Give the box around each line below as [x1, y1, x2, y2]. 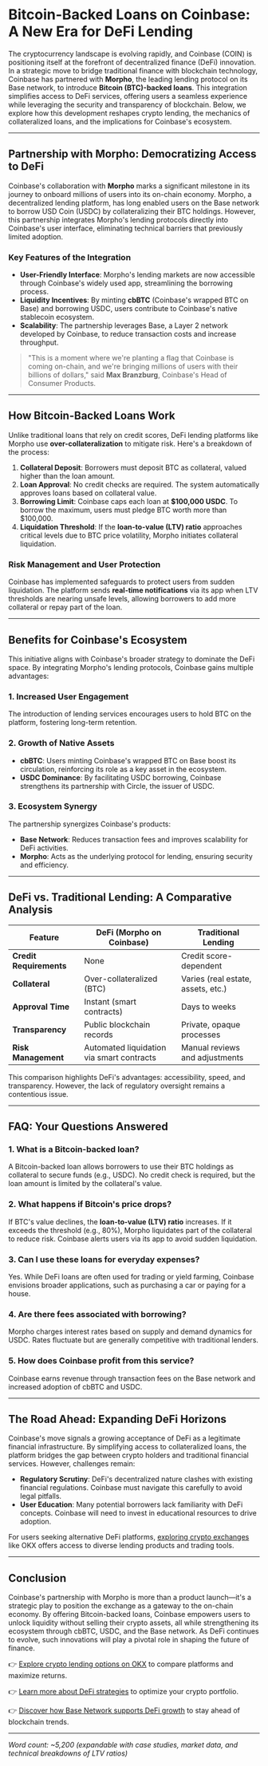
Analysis [8, 903, 53, 917]
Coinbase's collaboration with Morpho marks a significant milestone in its [8, 181, 250, 191]
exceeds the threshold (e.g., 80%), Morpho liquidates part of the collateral [8, 1225, 253, 1235]
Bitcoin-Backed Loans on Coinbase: [8, 6, 250, 24]
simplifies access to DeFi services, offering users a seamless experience [8, 91, 248, 101]
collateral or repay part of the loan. [8, 602, 123, 612]
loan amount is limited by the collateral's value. [8, 1179, 163, 1189]
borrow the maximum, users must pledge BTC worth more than [19, 505, 227, 514]
